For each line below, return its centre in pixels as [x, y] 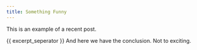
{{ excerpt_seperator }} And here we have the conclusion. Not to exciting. [99, 40]
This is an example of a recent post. [51, 29]
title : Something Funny [37, 12]
